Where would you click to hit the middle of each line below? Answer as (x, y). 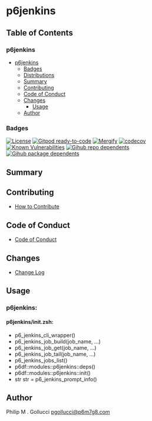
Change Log (30, 272)
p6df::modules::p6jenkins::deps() (55, 367)
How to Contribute (37, 207)
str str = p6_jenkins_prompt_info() (56, 379)
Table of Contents (40, 33)
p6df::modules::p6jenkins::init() (53, 373)
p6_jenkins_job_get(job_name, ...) (55, 348)
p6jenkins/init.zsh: (30, 322)
